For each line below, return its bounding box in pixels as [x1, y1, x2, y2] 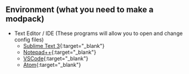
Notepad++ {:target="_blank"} [23, 49, 97, 56]
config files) [14, 36, 44, 43]
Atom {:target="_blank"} [23, 61, 81, 68]
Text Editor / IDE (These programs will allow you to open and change [14, 30, 183, 37]
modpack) [5, 14, 45, 24]
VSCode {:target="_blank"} [23, 54, 89, 62]
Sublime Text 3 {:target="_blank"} [23, 42, 105, 49]
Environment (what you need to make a [5, 5, 154, 15]
